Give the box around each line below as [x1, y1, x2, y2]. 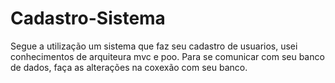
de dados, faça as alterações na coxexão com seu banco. [10, 61, 248, 73]
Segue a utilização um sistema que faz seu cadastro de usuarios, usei [10, 40, 298, 52]
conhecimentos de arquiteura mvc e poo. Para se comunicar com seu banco [10, 50, 325, 62]
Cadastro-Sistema [10, 7, 166, 30]
